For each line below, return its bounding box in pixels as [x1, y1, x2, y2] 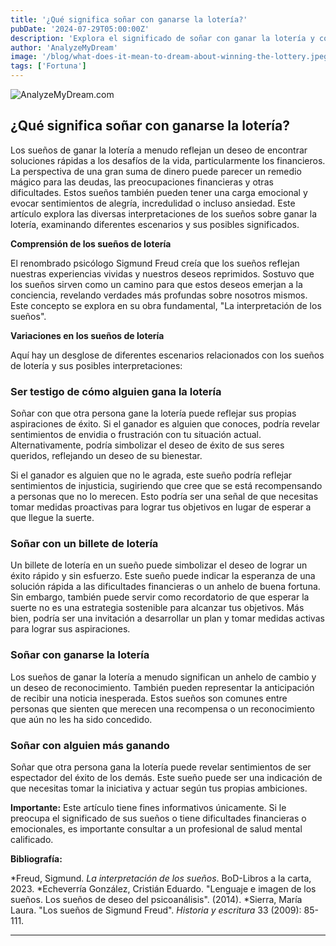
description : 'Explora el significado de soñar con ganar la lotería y [10, 33, 315, 43]
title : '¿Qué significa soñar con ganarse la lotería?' [10, 14, 248, 25]
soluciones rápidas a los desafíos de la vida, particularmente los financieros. [10, 154, 326, 166]
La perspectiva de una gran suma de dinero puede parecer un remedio [10, 165, 302, 177]
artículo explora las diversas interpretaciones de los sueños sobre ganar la [10, 207, 318, 220]
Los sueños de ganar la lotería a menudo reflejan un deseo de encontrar [10, 144, 308, 156]
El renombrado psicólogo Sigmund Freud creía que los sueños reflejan [10, 257, 300, 269]
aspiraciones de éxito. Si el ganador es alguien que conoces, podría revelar [10, 418, 321, 430]
